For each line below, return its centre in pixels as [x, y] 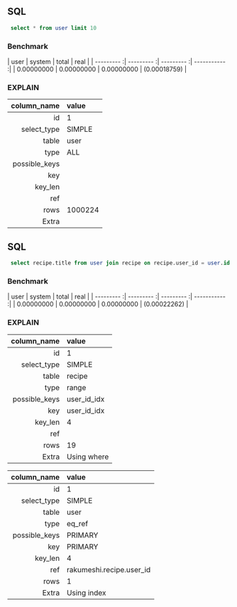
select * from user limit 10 [54, 28]
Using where [88, 457]
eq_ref [77, 523]
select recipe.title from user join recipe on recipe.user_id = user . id [120, 263]
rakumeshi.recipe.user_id [109, 569]
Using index [86, 593]
